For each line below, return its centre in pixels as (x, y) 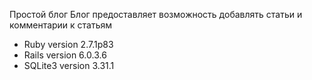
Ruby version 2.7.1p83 (68, 44)
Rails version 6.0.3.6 (65, 55)
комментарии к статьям (61, 25)
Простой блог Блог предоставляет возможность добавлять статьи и (156, 14)
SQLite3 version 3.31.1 (69, 65)
